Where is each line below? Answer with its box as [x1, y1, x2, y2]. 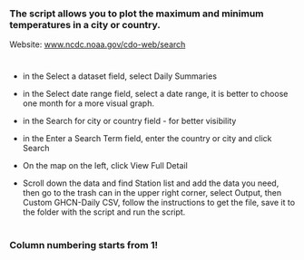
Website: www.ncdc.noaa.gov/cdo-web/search [9, 39, 186, 50]
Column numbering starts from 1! [9, 238, 159, 251]
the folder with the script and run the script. [22, 207, 186, 217]
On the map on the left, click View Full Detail [22, 160, 188, 171]
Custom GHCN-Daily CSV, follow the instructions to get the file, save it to [22, 197, 296, 208]
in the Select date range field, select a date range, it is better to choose [22, 89, 289, 100]
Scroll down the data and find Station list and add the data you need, [22, 178, 279, 188]
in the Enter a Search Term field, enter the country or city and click [22, 133, 272, 144]
